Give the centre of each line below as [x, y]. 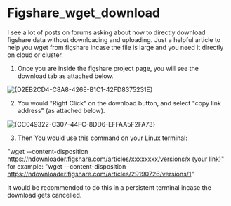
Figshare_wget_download [84, 13]
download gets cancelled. [45, 195]
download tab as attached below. [65, 76]
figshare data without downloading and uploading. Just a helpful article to [114, 39]
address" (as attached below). [61, 110]
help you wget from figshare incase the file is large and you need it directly [115, 47]
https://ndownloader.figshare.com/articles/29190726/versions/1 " [101, 174]
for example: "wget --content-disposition [67, 166]
